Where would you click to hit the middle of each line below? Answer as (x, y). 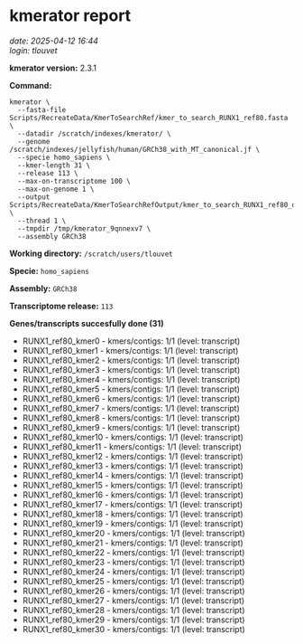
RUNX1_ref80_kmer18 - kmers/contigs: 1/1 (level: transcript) (133, 514)
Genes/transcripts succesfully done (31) (87, 323)
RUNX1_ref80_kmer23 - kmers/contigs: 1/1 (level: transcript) (133, 562)
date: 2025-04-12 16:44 (54, 41)
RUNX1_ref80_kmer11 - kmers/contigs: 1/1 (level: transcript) (132, 446)
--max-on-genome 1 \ (56, 189)
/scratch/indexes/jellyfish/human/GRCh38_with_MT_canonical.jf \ (134, 149)
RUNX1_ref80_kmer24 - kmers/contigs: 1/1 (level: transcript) (133, 572)
